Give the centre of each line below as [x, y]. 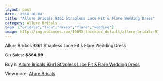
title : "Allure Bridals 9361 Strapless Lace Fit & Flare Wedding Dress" [80, 18]
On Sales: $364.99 [24, 55]
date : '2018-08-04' [25, 14]
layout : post [18, 9]
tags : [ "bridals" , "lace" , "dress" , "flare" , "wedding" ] [59, 27]
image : [12, 32]
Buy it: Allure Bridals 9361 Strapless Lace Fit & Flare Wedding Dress [72, 64]
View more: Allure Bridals [30, 74]
